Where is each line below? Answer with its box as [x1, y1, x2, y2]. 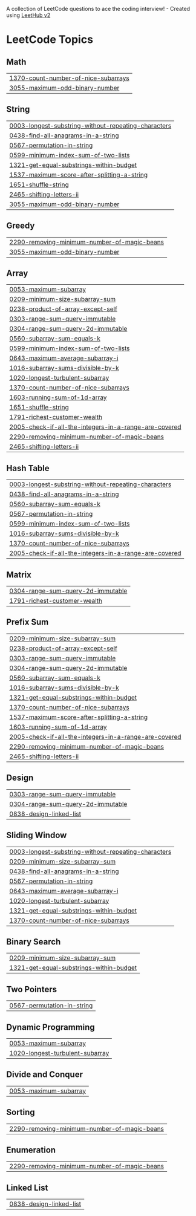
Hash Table [6, 463, 50, 473]
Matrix [6, 570, 31, 580]
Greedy [6, 221, 35, 231]
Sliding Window [6, 830, 67, 840]
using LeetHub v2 [6, 11, 51, 19]
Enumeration [6, 1145, 56, 1155]
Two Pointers [6, 984, 57, 994]
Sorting [6, 1107, 35, 1117]
